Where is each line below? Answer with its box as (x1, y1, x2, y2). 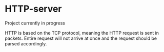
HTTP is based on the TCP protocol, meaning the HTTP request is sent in (5, 30, 159, 36)
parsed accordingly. (5, 40, 47, 46)
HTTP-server (5, 3, 62, 15)
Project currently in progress (5, 20, 65, 26)
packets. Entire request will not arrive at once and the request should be (5, 35, 157, 41)
